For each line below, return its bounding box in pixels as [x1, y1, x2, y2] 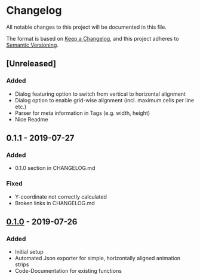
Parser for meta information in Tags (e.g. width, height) [14, 109, 150, 117]
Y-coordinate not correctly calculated [14, 193, 107, 200]
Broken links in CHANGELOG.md [14, 199, 96, 206]
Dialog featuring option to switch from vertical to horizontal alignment [14, 90, 186, 98]
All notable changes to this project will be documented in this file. [6, 23, 167, 31]
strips [14, 261, 29, 268]
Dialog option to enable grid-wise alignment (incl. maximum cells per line [14, 96, 195, 104]
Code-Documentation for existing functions [14, 267, 122, 275]
